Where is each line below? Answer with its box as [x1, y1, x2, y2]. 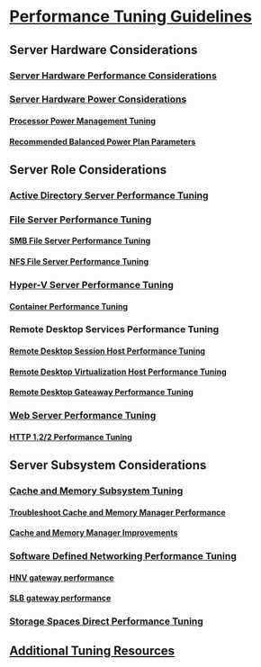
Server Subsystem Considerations [9, 457, 207, 473]
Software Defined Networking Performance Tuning [9, 550, 237, 563]
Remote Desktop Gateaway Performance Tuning [9, 387, 193, 398]
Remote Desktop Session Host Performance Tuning [9, 346, 205, 356]
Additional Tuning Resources [9, 643, 175, 658]
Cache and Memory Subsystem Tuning [9, 484, 184, 497]
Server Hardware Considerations [9, 42, 198, 58]
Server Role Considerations [9, 162, 167, 177]
